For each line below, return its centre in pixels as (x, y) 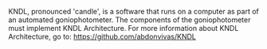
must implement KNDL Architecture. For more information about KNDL (124, 28)
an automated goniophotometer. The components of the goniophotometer (130, 20)
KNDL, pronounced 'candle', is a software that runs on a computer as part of (133, 11)
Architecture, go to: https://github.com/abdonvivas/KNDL (102, 36)
